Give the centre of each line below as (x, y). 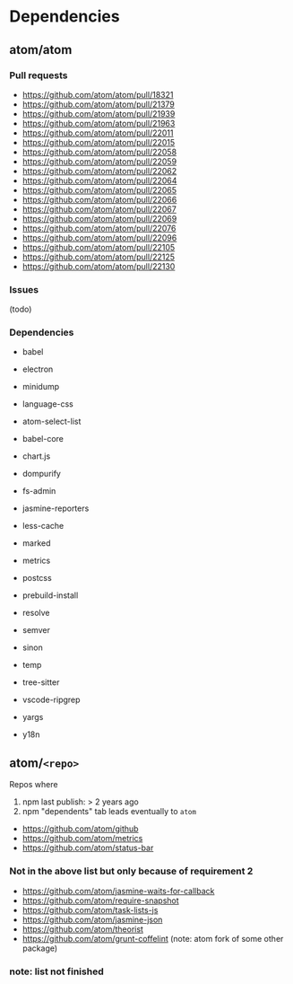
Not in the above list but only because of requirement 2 (131, 871)
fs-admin (39, 491)
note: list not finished (57, 971)
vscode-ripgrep (51, 700)
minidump (41, 387)
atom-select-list (52, 422)
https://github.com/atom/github (80, 829)
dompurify (41, 474)
